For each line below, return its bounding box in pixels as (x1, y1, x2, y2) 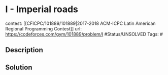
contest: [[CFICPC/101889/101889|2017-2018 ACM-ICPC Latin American (5, 20, 156, 26)
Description (5, 46, 43, 54)
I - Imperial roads (5, 4, 79, 15)
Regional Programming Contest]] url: (5, 25, 82, 31)
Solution (5, 63, 32, 71)
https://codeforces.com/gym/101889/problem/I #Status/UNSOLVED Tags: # (5, 31, 163, 37)
